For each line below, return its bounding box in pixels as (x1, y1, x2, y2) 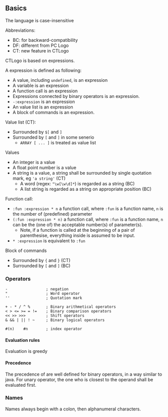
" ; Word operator (5, 291, 80, 296)
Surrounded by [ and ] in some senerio (12, 134, 94, 140)
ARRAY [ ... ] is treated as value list (20, 139, 96, 145)
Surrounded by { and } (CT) (12, 257, 71, 263)
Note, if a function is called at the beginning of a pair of (20, 227, 135, 233)
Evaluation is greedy (5, 348, 48, 354)
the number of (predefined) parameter (12, 211, 92, 217)
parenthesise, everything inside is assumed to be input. (20, 232, 135, 238)
